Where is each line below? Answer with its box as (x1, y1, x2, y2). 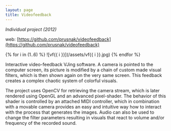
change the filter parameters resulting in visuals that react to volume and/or (5, 114, 165, 120)
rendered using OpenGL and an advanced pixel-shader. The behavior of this (5, 93, 166, 99)
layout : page (5, 7, 33, 13)
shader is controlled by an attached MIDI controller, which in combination (5, 98, 160, 104)
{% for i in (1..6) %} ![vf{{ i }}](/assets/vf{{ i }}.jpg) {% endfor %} (5, 51, 141, 58)
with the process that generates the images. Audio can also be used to (5, 109, 155, 115)
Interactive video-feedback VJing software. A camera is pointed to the (5, 61, 154, 67)
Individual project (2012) (5, 26, 57, 32)
